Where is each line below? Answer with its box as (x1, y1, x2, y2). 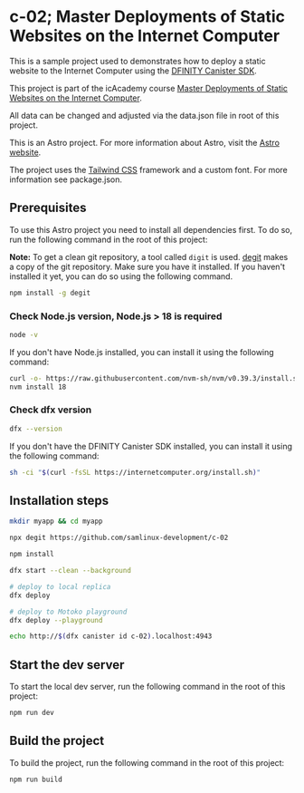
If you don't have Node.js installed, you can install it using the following (9, 346, 274, 357)
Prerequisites (9, 200, 87, 216)
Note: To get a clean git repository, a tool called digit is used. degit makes (9, 251, 289, 262)
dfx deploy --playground (9, 615, 103, 624)
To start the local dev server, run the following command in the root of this (9, 682, 286, 692)
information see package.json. (9, 174, 123, 185)
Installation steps (9, 492, 109, 508)
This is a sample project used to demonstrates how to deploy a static (9, 55, 266, 66)
